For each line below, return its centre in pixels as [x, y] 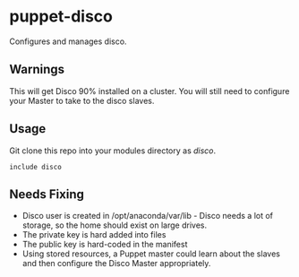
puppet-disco [61, 17]
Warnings [37, 69]
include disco [36, 167]
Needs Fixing [47, 194]
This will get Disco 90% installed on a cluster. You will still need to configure [149, 91]
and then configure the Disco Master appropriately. [116, 264]
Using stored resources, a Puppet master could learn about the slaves [151, 254]
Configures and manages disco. [68, 41]
